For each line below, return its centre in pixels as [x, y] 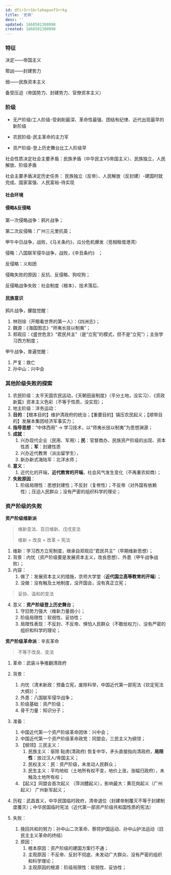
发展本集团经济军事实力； [48, 421]
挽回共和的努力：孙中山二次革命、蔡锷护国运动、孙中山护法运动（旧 [92, 829]
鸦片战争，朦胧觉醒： [28, 310]
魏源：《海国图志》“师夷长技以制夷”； [52, 328]
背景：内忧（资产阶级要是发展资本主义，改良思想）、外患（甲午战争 [83, 557]
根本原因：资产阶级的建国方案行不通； [68, 848]
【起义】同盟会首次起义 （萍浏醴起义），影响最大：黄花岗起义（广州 [91, 784]
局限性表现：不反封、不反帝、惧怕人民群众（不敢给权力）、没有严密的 [93, 624]
